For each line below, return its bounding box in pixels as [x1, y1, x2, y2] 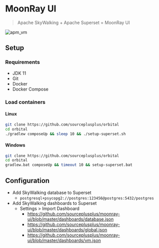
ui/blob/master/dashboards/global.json [27, 227, 107, 233]
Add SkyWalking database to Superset [12, 189, 92, 195]
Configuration [5, 176, 50, 185]
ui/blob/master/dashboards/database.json [27, 216, 114, 222]
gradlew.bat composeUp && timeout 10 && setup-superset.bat [5, 162, 133, 167]
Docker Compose [12, 86, 49, 92]
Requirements [5, 58, 40, 65]
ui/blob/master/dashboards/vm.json [27, 237, 101, 243]
